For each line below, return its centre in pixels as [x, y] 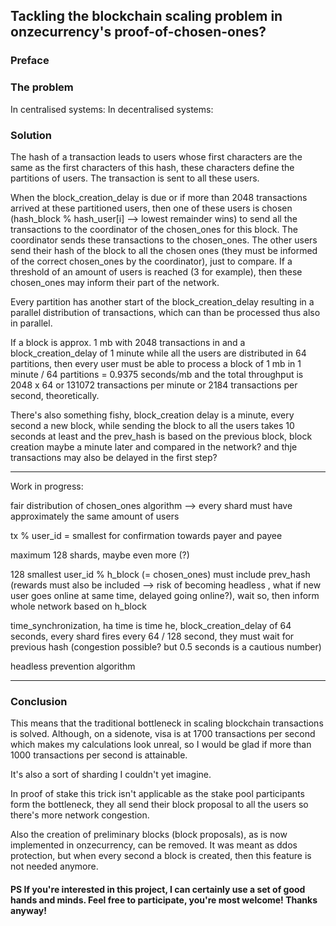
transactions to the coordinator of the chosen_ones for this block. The [154, 229]
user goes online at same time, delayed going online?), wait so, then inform [165, 595]
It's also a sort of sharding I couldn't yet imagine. [111, 775]
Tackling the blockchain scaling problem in [146, 16]
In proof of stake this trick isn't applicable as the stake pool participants [157, 794]
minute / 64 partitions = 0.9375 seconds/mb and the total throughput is [157, 374]
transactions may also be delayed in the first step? [114, 457]
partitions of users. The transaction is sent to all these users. [135, 178]
